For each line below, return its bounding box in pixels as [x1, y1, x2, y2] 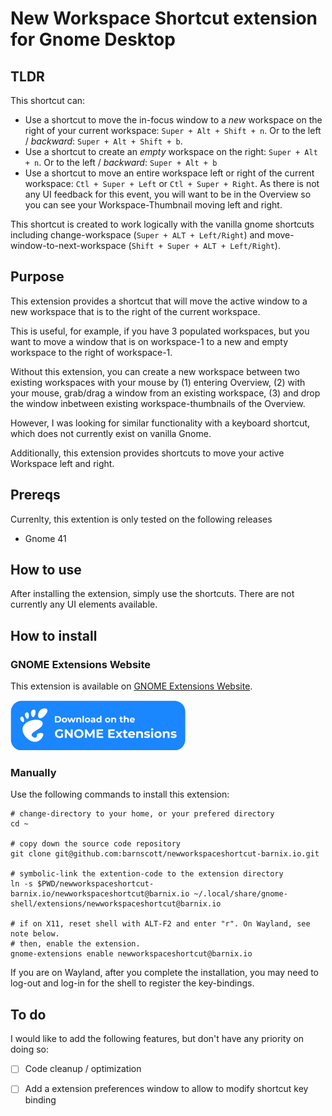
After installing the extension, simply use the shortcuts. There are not [10, 588, 295, 600]
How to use [10, 562, 82, 579]
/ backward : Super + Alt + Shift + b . [24, 135, 183, 147]
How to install [10, 627, 98, 644]
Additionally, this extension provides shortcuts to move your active [10, 447, 285, 459]
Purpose [10, 268, 65, 286]
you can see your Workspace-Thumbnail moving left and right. [24, 199, 283, 211]
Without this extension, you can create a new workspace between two [10, 365, 300, 377]
